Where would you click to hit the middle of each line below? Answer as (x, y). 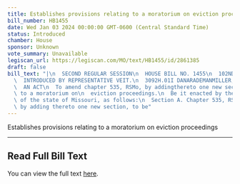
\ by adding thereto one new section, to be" (83, 107)
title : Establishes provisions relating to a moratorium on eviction (113, 14)
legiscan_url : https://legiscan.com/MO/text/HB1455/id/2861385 (104, 61)
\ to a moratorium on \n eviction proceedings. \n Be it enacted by (118, 93)
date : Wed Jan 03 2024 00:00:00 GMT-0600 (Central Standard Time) (108, 27)
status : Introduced (36, 34)
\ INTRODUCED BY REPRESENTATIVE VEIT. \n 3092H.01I (94, 80)
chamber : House (30, 41)
